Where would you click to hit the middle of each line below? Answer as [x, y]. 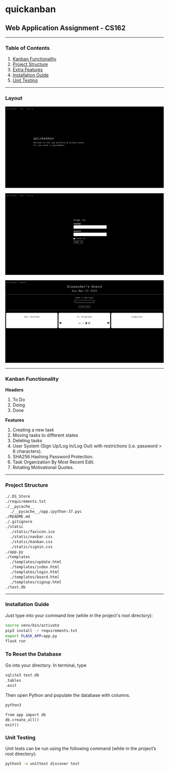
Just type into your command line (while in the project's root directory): [79, 615]
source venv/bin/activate [32, 625]
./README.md [18, 516]
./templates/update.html [36, 562]
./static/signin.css [31, 547]
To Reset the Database [33, 654]
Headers [14, 390]
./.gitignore [19, 521]
